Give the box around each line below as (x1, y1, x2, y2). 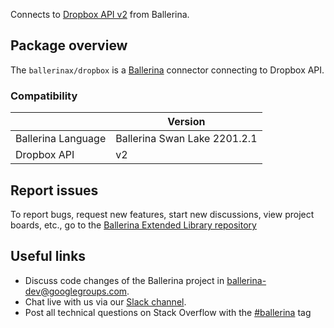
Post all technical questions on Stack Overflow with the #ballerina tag (24, 306, 312, 318)
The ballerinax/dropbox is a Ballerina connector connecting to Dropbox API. (10, 64, 325, 76)
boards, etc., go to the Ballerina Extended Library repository (10, 219, 257, 231)
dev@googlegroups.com (24, 285, 128, 297)
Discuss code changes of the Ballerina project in (24, 274, 225, 286)
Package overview (10, 37, 128, 54)
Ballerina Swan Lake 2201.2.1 (115, 132, 258, 146)
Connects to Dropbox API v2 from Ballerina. (10, 9, 190, 20)
